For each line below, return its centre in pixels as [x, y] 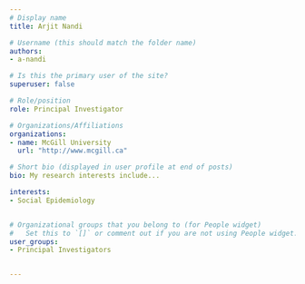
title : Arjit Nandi [46, 26]
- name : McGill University [60, 142]
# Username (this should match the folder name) [103, 43]
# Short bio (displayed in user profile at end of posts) [121, 167]
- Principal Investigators [60, 250]
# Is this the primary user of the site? [89, 76]
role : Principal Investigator [67, 109]
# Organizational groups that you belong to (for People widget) [135, 225]
